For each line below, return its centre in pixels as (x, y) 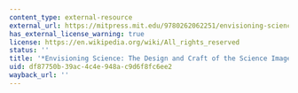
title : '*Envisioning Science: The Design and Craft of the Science (138, 58)
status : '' (29, 50)
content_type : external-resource (71, 17)
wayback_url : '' (39, 75)
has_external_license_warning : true (77, 34)
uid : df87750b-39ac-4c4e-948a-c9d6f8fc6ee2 (91, 67)
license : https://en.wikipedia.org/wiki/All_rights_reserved (125, 42)
